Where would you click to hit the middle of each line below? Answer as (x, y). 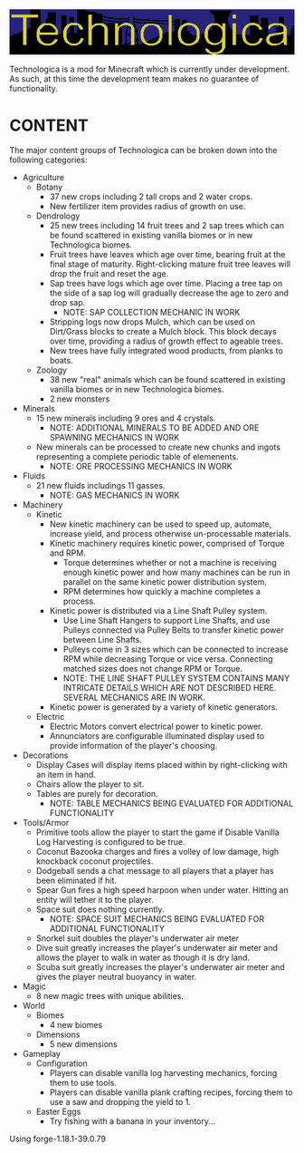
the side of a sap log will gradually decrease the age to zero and (169, 293)
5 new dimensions (83, 1044)
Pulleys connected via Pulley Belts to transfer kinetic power (173, 630)
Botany (49, 187)
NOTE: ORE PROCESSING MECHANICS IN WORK (141, 467)
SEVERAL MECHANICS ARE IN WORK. (134, 698)
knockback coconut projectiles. (95, 861)
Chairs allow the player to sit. (90, 784)
